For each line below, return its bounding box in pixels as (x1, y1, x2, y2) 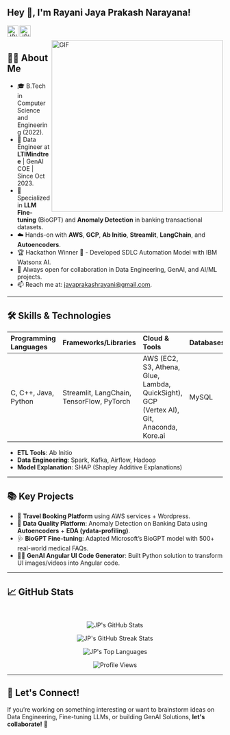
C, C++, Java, (10, 388, 55, 398)
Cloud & (142, 334, 170, 343)
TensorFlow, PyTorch (62, 397, 131, 406)
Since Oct (16, 172, 45, 180)
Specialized (16, 194, 50, 202)
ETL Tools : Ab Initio (16, 449, 73, 457)
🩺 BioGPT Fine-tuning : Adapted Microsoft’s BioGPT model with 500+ (16, 535, 215, 543)
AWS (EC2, (142, 354, 179, 364)
